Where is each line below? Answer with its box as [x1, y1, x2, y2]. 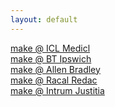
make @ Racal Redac [10, 74, 98, 86]
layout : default [10, 14, 78, 25]
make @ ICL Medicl [10, 42, 91, 54]
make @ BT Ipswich [10, 52, 92, 65]
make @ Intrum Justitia [10, 84, 105, 96]
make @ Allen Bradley [10, 63, 101, 75]
